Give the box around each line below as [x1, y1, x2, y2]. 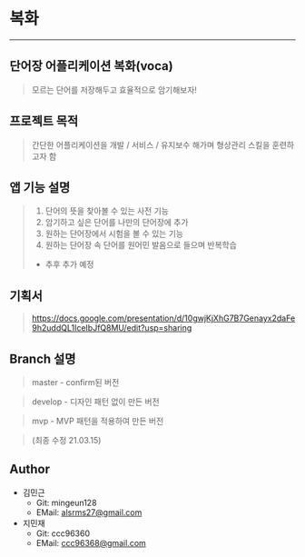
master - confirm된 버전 [31, 377, 120, 387]
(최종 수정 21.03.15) [31, 435, 102, 445]
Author [9, 462, 50, 477]
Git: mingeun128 [35, 497, 97, 508]
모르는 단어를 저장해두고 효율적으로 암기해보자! [31, 84, 198, 95]
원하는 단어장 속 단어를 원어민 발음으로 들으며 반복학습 [44, 240, 238, 251]
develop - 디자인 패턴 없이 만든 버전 [31, 396, 161, 407]
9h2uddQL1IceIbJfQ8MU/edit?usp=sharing [31, 323, 192, 333]
